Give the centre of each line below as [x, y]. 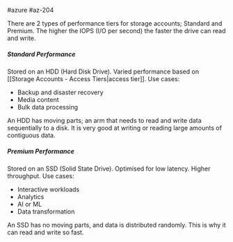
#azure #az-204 [31, 10]
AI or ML [30, 204]
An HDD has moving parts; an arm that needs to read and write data [104, 120]
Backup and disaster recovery [60, 92]
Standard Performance [41, 54]
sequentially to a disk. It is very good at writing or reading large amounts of [115, 128]
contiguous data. [31, 135]
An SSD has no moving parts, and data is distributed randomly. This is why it [116, 225]
